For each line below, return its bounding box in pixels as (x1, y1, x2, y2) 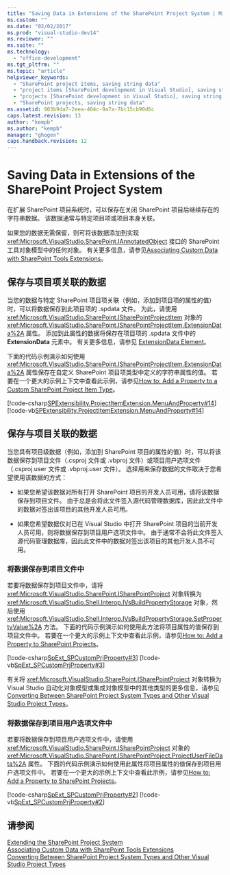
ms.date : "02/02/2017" (7, 23, 72, 30)
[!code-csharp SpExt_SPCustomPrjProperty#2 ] (7, 791, 138, 799)
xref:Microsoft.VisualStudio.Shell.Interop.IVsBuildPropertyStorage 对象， (7, 598, 212, 606)
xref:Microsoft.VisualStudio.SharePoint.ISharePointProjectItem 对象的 (7, 313, 203, 321)
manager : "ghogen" (7, 131, 60, 138)
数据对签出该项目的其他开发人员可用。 (23, 505, 131, 513)
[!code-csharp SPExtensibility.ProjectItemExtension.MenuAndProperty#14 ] (7, 399, 217, 407)
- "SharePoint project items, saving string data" (13, 80, 161, 87)
